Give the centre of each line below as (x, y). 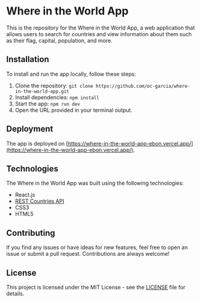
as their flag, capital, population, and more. (59, 40)
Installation (28, 59)
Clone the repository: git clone (54, 85)
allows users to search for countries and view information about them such (99, 34)
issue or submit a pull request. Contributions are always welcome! (88, 254)
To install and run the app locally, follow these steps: (71, 74)
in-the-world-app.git (42, 91)
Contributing (31, 233)
